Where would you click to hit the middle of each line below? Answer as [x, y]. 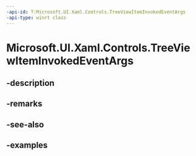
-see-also [25, 125]
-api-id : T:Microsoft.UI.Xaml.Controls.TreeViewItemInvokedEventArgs [96, 12]
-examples [27, 145]
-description [30, 83]
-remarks [24, 104]
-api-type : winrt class [36, 18]
